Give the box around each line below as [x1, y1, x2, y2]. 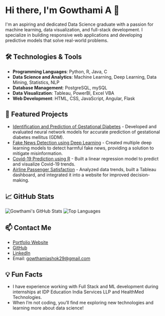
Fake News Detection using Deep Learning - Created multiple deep [12, 139, 152, 145]
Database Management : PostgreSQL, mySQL [12, 84, 108, 90]
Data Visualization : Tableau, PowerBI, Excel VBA [12, 90, 115, 96]
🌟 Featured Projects [5, 110, 68, 119]
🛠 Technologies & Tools [5, 52, 82, 61]
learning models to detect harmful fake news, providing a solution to [12, 145, 154, 151]
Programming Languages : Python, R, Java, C [12, 68, 107, 75]
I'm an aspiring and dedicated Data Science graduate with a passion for [5, 21, 153, 27]
